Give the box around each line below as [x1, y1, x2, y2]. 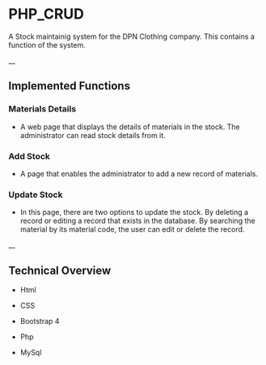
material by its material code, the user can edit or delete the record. [19, 224, 245, 234]
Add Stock [8, 150, 51, 162]
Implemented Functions [8, 79, 131, 93]
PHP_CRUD [8, 5, 85, 23]
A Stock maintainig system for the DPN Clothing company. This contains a [8, 31, 255, 41]
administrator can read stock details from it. [19, 130, 166, 140]
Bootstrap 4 [19, 317, 60, 326]
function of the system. [8, 40, 87, 49]
